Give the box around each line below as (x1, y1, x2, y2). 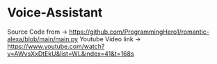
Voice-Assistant (7, 5, 103, 21)
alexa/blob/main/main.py (7, 34, 79, 43)
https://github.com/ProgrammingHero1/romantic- (69, 28, 210, 36)
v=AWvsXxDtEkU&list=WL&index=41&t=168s (7, 50, 134, 58)
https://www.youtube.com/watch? (7, 42, 105, 50)
